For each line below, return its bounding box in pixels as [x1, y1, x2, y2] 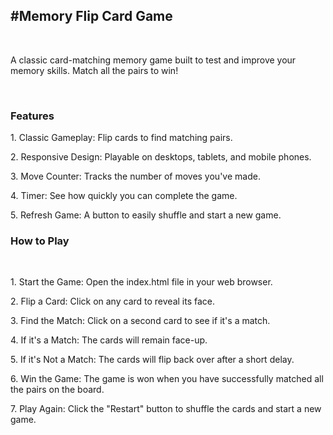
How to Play [10, 234, 70, 248]
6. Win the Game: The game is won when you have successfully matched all [10, 373, 324, 385]
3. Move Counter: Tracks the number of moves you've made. [10, 170, 261, 183]
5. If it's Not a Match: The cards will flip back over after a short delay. [10, 354, 295, 366]
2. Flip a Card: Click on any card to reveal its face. [10, 295, 216, 308]
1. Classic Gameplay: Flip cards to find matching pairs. [10, 132, 233, 144]
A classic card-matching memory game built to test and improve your [10, 54, 297, 66]
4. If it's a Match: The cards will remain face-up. [10, 334, 208, 346]
